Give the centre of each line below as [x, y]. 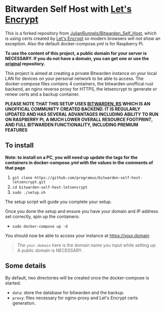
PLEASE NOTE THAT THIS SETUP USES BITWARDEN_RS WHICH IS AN [78, 104]
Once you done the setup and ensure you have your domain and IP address [82, 211]
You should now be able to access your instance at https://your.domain [77, 236]
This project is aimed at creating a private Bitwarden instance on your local [81, 73]
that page [15, 168]
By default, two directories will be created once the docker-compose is [77, 277]
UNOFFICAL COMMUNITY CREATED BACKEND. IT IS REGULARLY [73, 109]
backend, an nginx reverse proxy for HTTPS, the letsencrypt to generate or [81, 89]
